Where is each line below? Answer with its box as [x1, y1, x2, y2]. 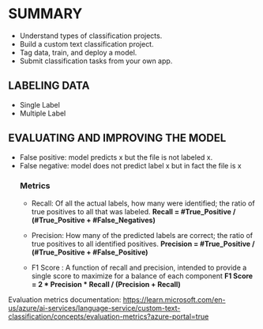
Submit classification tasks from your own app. [19, 56, 173, 66]
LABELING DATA [8, 79, 90, 93]
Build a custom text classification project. [19, 39, 154, 48]
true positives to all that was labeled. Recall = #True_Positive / [31, 206, 236, 216]
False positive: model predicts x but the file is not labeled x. [19, 152, 213, 162]
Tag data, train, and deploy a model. [19, 47, 137, 57]
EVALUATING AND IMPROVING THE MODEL [8, 131, 227, 145]
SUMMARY [8, 5, 83, 23]
